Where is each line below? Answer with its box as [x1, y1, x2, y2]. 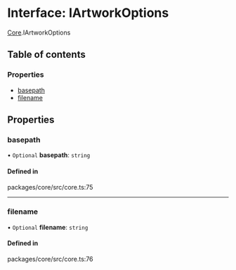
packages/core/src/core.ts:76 [7, 255, 93, 264]
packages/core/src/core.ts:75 [7, 183, 93, 191]
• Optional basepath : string [7, 151, 91, 159]
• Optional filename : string [7, 223, 88, 231]
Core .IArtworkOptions [7, 28, 71, 37]
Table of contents [7, 49, 86, 61]
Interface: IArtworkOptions [7, 5, 169, 21]
